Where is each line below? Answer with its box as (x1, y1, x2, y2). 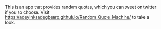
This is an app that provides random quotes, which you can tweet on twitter (5, 4, 157, 10)
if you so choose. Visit (5, 9, 50, 15)
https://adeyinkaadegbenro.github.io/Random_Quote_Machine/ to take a (5, 14, 150, 20)
